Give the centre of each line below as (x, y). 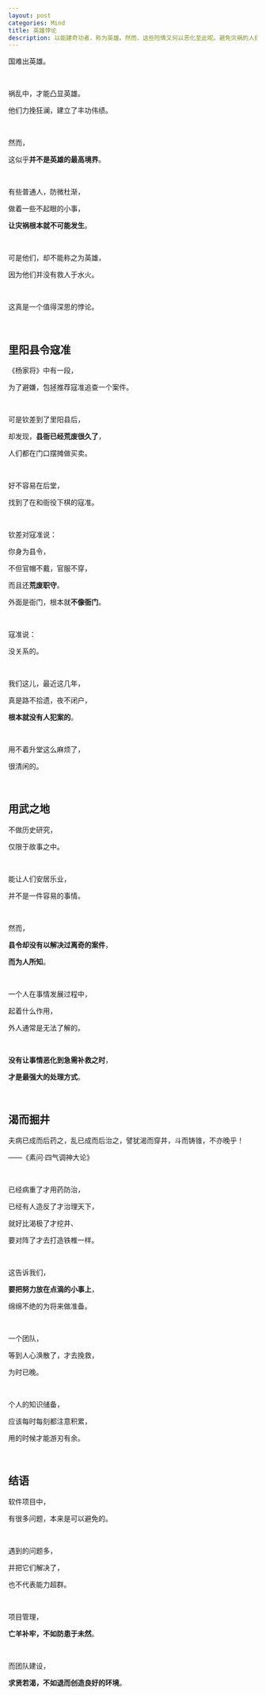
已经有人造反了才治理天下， (53, 1206)
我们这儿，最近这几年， (46, 684)
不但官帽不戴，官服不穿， (50, 568)
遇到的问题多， (32, 1551)
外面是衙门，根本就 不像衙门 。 (57, 602)
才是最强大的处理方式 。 (46, 1077)
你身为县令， (29, 552)
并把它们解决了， (36, 1567)
